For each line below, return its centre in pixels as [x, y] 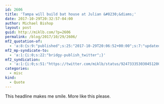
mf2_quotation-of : [24, 42]
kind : [10, 78]
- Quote [17, 82]
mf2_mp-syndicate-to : [27, 50]
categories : [17, 69]
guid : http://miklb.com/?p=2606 [38, 32]
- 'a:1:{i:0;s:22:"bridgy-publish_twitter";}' [58, 55]
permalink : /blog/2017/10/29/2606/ [41, 37]
